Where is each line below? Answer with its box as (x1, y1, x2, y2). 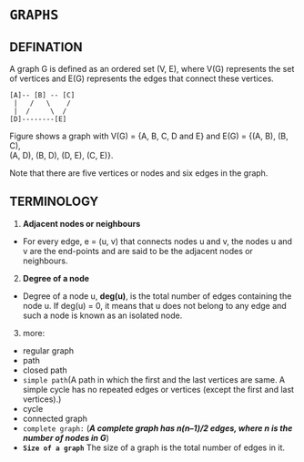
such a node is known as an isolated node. (22, 310, 183, 321)
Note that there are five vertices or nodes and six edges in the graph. (9, 168, 269, 179)
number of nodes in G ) (22, 432, 109, 443)
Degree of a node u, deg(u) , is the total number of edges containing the (22, 290, 292, 302)
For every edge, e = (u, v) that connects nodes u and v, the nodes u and (22, 235, 293, 247)
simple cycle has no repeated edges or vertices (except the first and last (22, 384, 294, 395)
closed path (22, 364, 68, 375)
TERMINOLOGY (9, 194, 99, 210)
